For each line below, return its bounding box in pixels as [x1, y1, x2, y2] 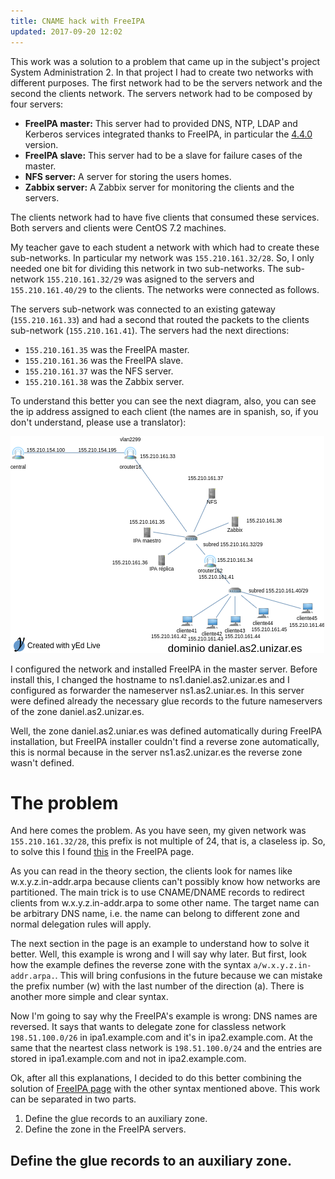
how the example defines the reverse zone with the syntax [10, 959, 252, 971]
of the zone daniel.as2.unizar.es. [10, 705, 145, 717]
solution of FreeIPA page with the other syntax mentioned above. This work [10, 1083, 321, 1095]
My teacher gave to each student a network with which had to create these [10, 241, 320, 253]
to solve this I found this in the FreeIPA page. [10, 846, 195, 858]
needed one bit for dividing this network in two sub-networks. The [10, 262, 284, 274]
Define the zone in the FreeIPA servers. [24, 1123, 187, 1135]
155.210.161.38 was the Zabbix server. [24, 375, 185, 387]
